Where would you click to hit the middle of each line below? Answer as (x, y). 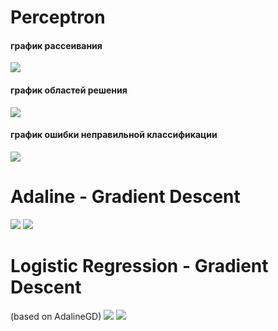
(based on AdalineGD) (56, 316)
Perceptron (58, 17)
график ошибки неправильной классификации (114, 135)
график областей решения (69, 90)
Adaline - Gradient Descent (125, 196)
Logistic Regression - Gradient (139, 265)
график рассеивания (56, 45)
